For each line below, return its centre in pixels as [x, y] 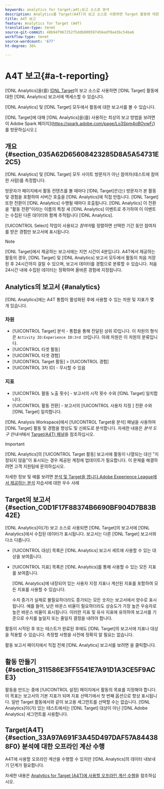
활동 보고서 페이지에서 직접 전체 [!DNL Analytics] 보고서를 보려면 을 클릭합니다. [81, 645]
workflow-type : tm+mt [27, 37]
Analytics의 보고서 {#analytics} [53, 287]
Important [15, 444]
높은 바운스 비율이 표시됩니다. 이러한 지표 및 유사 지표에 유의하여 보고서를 [82, 612]
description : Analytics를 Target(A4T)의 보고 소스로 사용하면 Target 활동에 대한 [82, 14]
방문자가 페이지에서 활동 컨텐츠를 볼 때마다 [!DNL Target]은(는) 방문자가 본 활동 [81, 191]
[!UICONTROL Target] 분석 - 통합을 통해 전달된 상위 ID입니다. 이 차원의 [81, 331]
